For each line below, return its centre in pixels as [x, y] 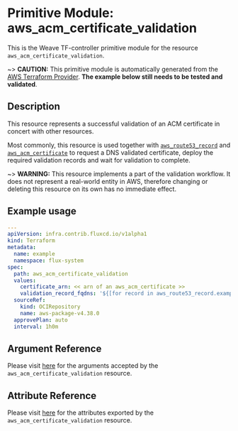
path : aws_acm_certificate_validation [71, 274]
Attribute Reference [52, 395]
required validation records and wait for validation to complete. [99, 160]
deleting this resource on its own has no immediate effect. [92, 189]
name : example [34, 254]
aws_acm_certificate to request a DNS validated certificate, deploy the [110, 152]
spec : [15, 267]
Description [34, 107]
